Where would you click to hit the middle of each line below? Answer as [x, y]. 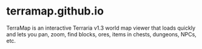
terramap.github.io [55, 11]
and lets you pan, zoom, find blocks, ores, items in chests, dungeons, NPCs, [102, 34]
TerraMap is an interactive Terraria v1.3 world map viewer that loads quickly [101, 28]
